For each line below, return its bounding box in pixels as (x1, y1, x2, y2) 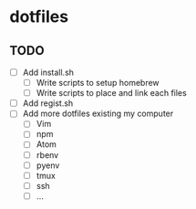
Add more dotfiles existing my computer (22, 108, 174, 120)
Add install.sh (22, 67, 75, 78)
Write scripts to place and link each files (36, 88, 187, 99)
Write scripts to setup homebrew (36, 78, 160, 89)
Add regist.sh (22, 98, 74, 109)
